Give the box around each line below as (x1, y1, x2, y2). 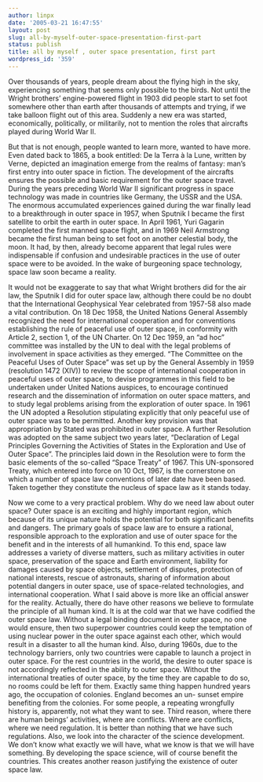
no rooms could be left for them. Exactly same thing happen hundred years (8, 681, 251, 691)
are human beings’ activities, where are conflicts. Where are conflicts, (8, 714, 234, 724)
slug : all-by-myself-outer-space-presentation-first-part (8, 33, 202, 42)
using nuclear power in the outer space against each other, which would (8, 631, 242, 641)
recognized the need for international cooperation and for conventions (8, 316, 236, 325)
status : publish (8, 41, 61, 49)
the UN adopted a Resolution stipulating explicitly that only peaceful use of (8, 407, 250, 417)
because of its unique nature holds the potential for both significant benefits (8, 514, 254, 524)
